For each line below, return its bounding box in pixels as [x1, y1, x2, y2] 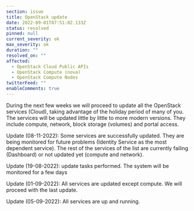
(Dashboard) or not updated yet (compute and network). [6, 151, 144, 158]
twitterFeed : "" [6, 80, 46, 86]
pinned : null [6, 31, 39, 37]
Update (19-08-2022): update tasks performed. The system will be [6, 162, 169, 169]
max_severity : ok [6, 42, 49, 48]
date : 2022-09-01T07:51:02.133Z [6, 20, 86, 25]
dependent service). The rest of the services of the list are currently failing [6, 144, 189, 151]
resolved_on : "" [6, 53, 46, 59]
